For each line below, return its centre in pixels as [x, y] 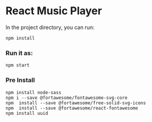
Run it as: [19, 53]
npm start [18, 65]
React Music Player [54, 11]
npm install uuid [27, 113]
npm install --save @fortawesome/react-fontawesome [72, 108]
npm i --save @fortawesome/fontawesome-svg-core [67, 98]
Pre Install [20, 80]
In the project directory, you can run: [50, 27]
